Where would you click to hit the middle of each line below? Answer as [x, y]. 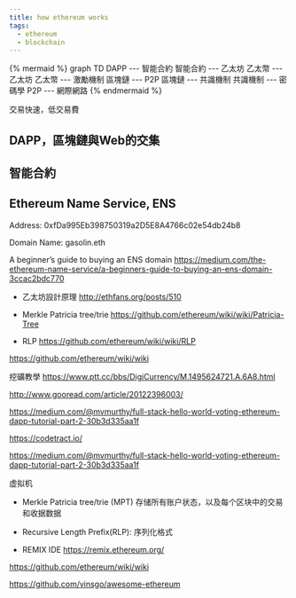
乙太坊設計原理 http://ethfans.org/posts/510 [101, 296]
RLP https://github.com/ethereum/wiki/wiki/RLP [109, 341]
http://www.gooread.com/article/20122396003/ [96, 394]
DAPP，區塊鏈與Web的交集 [85, 140]
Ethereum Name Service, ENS [93, 204]
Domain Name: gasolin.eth [58, 242]
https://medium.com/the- [220, 259]
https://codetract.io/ [46, 438]
